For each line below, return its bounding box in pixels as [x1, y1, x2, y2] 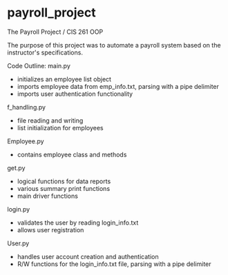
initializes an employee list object [17, 74, 112, 83]
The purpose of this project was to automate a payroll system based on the [7, 41, 221, 49]
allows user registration [17, 225, 84, 234]
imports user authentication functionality [17, 90, 133, 98]
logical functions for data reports [17, 177, 111, 185]
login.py [7, 205, 30, 213]
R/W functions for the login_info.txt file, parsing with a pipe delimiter [17, 260, 212, 268]
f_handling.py [7, 103, 46, 111]
